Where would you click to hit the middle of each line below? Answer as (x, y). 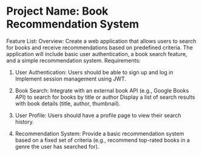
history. (25, 122)
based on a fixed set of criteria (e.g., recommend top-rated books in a (102, 140)
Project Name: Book (57, 11)
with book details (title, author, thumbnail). (68, 103)
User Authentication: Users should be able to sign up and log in (94, 72)
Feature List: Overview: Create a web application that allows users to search (101, 41)
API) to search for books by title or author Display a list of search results (105, 97)
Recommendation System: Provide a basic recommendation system (99, 133)
